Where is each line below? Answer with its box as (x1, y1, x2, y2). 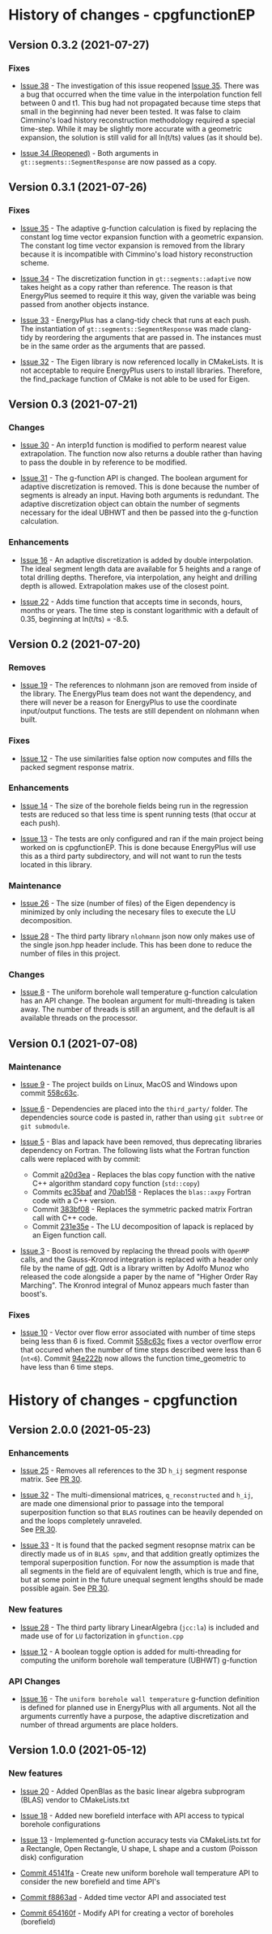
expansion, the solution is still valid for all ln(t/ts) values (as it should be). (19, 132, 263, 142)
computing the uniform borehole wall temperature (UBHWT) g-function (19, 1655, 257, 1665)
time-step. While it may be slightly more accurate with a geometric (19, 123, 243, 133)
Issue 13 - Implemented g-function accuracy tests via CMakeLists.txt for (19, 1835, 261, 1845)
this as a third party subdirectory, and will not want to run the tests (19, 851, 242, 861)
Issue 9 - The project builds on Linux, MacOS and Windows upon (19, 1080, 238, 1090)
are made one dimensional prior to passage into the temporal (19, 1499, 224, 1509)
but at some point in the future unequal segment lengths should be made (19, 1575, 264, 1585)
